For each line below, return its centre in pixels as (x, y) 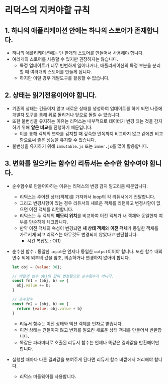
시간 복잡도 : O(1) (44, 241)
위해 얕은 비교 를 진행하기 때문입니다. (57, 127)
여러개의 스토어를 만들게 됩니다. (61, 72)
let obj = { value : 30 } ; (37, 267)
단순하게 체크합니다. (49, 222)
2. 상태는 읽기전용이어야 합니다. (51, 95)
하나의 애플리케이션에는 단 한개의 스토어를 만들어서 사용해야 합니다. (78, 53)
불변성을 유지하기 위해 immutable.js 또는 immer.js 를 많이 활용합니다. (80, 146)
